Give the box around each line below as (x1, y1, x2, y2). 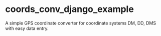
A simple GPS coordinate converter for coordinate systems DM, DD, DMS (5, 20, 156, 26)
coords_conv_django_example (5, 3, 134, 15)
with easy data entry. (5, 25, 49, 31)
